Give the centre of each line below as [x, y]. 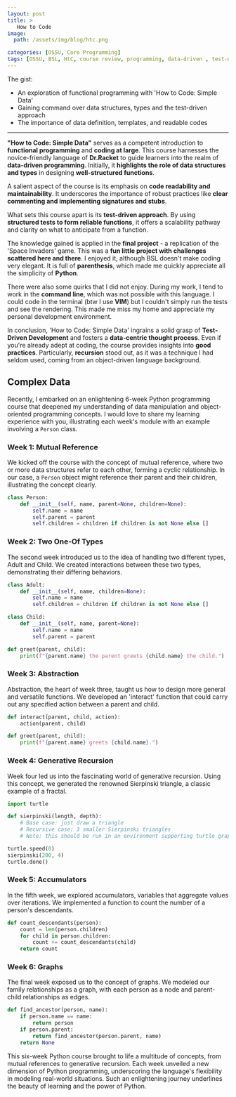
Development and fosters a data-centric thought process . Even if [125, 337]
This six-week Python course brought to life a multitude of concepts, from [114, 1056]
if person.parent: [47, 1030]
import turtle [28, 804]
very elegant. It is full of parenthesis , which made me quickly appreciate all [117, 265]
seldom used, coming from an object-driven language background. [104, 360]
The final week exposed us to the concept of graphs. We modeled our [109, 982]
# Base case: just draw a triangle [72, 823]
